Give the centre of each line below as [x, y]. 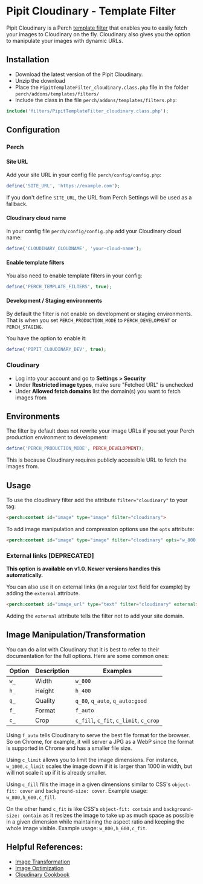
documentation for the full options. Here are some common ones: [88, 656]
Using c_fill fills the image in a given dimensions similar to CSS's [89, 784]
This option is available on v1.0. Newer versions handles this [84, 569]
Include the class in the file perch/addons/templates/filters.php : [96, 100]
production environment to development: [57, 437]
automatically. [25, 575]
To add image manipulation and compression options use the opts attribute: [100, 529]
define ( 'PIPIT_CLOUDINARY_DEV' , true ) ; [56, 350]
